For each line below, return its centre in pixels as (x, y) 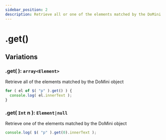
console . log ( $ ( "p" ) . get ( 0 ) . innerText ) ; (51, 133)
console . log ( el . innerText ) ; (41, 95)
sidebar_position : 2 (27, 10)
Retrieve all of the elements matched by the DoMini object (64, 82)
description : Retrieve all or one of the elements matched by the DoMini (83, 14)
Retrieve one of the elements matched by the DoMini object (66, 124)
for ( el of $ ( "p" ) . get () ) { (39, 91)
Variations (22, 57)
